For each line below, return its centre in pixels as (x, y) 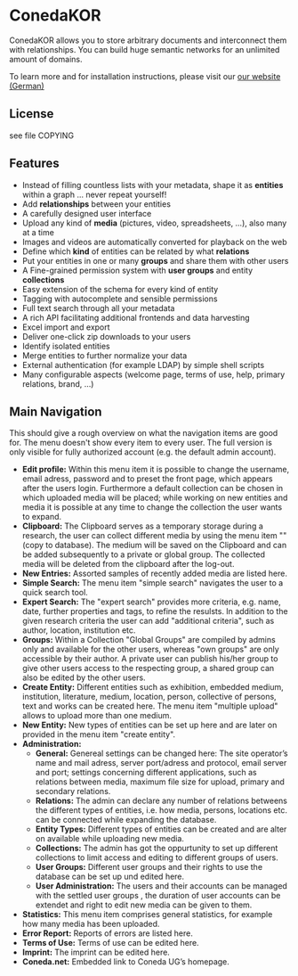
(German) (27, 86)
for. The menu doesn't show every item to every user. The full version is (141, 443)
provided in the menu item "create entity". (99, 734)
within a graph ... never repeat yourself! (94, 194)
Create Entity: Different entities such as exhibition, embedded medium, (153, 687)
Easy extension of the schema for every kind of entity (120, 289)
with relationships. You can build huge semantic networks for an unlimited (145, 49)
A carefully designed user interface (87, 213)
